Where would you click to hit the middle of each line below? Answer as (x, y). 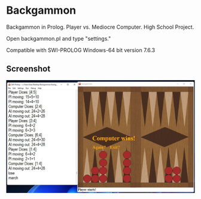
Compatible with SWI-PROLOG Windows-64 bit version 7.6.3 (81, 50)
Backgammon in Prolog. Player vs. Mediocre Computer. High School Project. (100, 27)
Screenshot (28, 69)
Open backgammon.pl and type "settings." (59, 38)
